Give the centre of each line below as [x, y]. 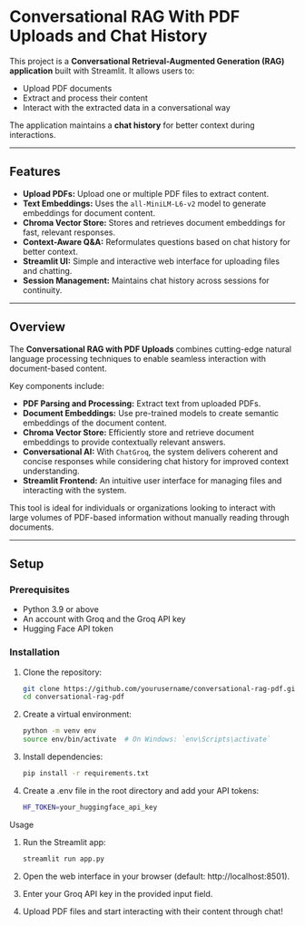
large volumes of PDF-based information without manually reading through [149, 517]
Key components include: [57, 385]
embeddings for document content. [89, 213]
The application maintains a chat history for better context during [133, 125]
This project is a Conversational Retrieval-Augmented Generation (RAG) [147, 61]
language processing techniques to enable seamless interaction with [138, 358]
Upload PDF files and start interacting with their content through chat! [152, 911]
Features [35, 172]
